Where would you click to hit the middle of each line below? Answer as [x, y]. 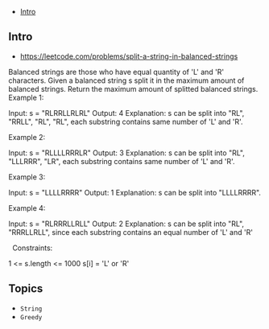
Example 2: [27, 137]
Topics [26, 289]
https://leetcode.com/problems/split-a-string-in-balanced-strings [129, 56]
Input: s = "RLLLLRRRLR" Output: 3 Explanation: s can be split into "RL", [127, 153]
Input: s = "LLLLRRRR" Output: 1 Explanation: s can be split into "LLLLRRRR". [135, 192]
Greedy [31, 317]
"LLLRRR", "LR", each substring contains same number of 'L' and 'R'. [122, 161]
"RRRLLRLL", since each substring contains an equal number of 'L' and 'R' [131, 232]
